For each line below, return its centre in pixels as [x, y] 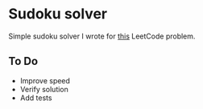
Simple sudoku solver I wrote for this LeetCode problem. [102, 36]
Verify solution [44, 89]
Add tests [36, 98]
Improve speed [45, 80]
